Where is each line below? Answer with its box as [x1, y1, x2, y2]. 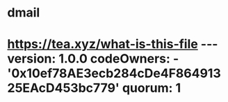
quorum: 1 [122, 81, 181, 96]
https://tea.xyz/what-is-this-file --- [7, 37, 218, 52]
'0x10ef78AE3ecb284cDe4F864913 [7, 65, 221, 81]
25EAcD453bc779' [7, 81, 120, 96]
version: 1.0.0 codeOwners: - [7, 51, 179, 67]
